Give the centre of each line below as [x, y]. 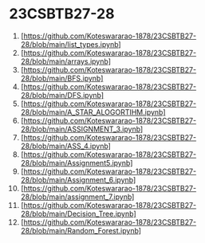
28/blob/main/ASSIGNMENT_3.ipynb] [82, 129]
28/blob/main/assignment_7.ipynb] [77, 197]
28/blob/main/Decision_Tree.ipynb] [78, 214]
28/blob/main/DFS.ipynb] [62, 95]
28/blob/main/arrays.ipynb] [65, 61]
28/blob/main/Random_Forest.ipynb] [81, 230]
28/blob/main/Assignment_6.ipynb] [78, 179]
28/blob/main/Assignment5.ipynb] [77, 163]
